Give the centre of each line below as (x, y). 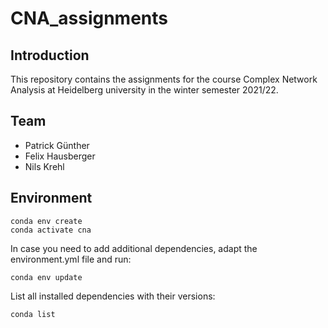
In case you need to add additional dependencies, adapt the (134, 248)
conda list (33, 314)
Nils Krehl (44, 166)
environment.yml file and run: (71, 259)
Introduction (50, 55)
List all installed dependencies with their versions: (113, 296)
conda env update (46, 277)
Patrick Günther (57, 145)
